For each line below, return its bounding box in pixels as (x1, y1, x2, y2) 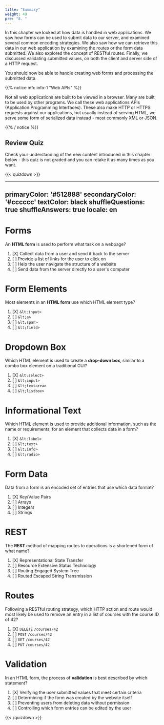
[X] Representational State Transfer (12, 558, 83, 563)
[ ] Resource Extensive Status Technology (12, 562, 97, 569)
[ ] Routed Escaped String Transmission (12, 573, 92, 579)
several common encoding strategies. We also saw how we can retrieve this (5, 40, 158, 46)
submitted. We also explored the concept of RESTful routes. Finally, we (5, 50, 148, 56)
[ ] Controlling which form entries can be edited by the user (12, 705, 132, 711)
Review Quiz (5, 139, 44, 147)
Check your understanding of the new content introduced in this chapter (5, 152, 151, 158)
